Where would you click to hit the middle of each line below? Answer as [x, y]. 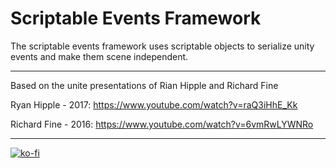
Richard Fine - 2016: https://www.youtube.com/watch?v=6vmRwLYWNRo [162, 124]
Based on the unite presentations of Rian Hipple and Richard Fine [144, 85]
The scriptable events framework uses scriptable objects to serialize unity [162, 46]
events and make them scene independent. [99, 56]
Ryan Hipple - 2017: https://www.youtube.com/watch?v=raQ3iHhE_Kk [154, 104]
